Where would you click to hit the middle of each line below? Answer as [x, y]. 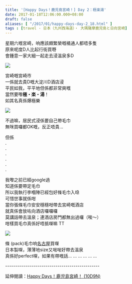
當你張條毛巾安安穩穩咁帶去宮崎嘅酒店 [44, 205]
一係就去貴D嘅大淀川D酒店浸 [35, 82]
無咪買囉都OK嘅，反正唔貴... [34, 127]
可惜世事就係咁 [20, 199]
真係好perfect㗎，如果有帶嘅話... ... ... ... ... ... [51, 256]
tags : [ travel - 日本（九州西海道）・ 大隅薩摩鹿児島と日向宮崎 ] [66, 28]
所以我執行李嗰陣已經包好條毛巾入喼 [42, 192]
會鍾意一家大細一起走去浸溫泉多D [40, 56]
